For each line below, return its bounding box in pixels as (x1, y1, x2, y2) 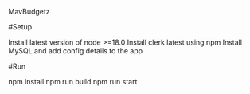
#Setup (8, 22, 33, 31)
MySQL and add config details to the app (8, 46, 143, 55)
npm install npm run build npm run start (8, 77, 138, 86)
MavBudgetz (8, 7, 50, 16)
